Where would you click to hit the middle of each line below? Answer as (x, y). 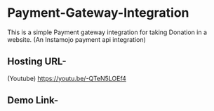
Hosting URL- (37, 62)
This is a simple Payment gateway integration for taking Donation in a (107, 32)
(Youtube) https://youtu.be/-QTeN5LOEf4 (67, 78)
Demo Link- (33, 100)
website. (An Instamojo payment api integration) (76, 39)
